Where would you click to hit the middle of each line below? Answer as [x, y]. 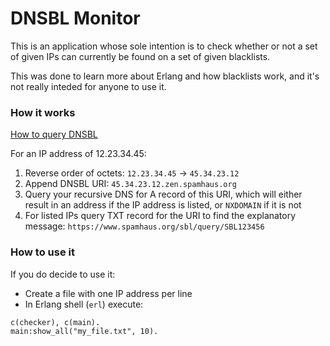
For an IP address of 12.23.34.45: [78, 154]
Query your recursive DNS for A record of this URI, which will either [163, 194]
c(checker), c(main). [55, 322]
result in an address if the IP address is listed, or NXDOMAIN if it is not [163, 205]
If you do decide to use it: [63, 274]
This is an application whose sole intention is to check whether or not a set [164, 46]
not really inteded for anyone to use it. [88, 86]
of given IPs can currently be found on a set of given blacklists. [140, 56]
